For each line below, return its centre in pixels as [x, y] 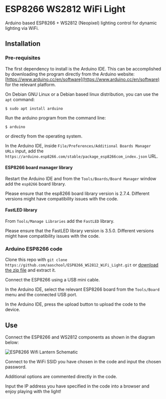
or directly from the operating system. [44, 136]
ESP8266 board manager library [39, 168]
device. [13, 310]
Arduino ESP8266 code [34, 249]
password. [16, 367]
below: [12, 342]
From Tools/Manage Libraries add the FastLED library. [60, 221]
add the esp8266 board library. [35, 184]
